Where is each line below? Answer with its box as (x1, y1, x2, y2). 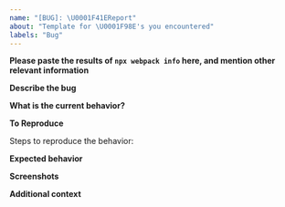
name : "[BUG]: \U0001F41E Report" (9, 13, 137, 23)
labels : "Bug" (9, 30, 64, 39)
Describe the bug (9, 83, 77, 94)
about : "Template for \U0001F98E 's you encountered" (9, 22, 215, 31)
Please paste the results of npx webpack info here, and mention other (9, 56, 276, 67)
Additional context (9, 189, 82, 200)
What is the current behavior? (9, 100, 125, 111)
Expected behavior (9, 153, 83, 164)
